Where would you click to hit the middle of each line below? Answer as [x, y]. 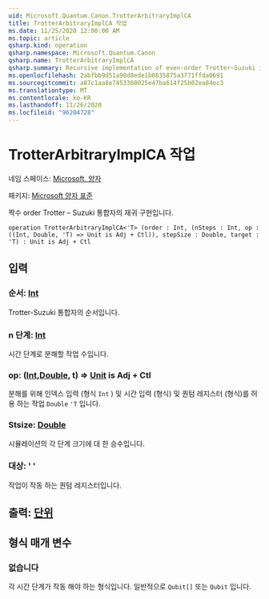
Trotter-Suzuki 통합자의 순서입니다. [64, 312]
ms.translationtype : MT [48, 90]
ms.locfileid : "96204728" [51, 113]
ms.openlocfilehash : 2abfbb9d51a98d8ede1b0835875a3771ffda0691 [116, 75]
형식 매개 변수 [40, 542]
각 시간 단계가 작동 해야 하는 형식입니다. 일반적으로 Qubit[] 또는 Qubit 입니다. [130, 586]
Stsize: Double [37, 425]
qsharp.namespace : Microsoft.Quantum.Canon [82, 53]
